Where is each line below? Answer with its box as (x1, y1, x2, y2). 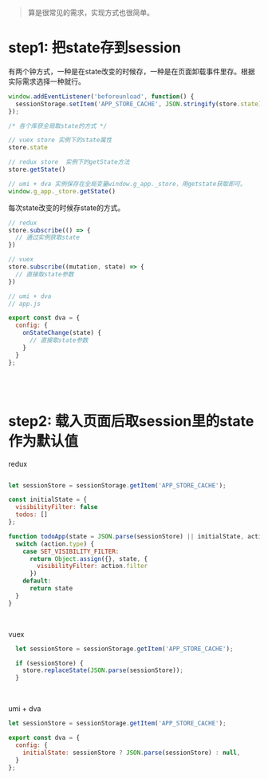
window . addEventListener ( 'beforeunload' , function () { (8, 92, 195, 101)
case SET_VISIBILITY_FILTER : (22, 547, 120, 555)
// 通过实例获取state (15, 233, 80, 242)
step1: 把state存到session (8, 39, 182, 57)
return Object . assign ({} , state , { (29, 554, 148, 562)
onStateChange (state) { (22, 329, 102, 337)
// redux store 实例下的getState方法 (8, 158, 130, 166)
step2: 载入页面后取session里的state (8, 411, 254, 430)
